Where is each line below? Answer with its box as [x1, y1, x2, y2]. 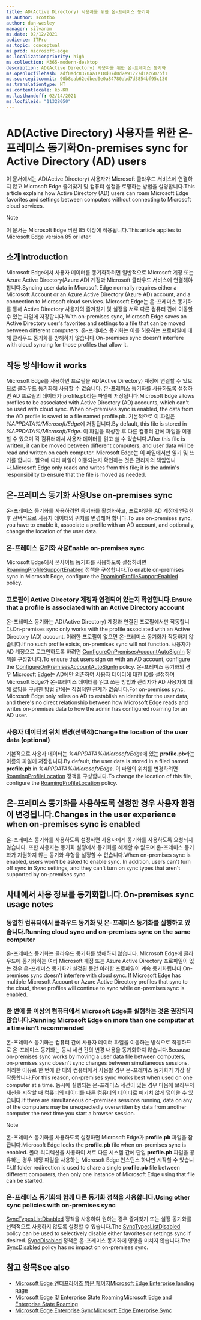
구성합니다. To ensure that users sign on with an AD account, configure [17, 655, 190, 663]
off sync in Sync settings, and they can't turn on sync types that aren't [6, 864, 181, 872]
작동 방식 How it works [6, 360, 87, 370]
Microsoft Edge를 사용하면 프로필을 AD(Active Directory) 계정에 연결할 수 [6, 377, 182, 385]
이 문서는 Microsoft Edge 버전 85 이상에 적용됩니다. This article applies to [6, 226, 182, 234]
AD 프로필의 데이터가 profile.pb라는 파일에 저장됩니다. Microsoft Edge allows [12, 392, 195, 400]
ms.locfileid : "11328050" [6, 98, 71, 104]
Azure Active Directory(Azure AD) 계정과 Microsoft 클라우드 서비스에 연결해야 [6, 276, 193, 284]
